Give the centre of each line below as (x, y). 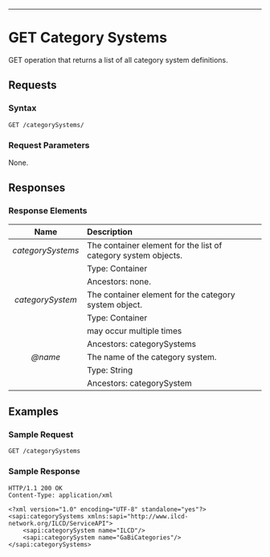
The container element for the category (161, 295)
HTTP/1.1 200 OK (35, 488)
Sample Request (41, 434)
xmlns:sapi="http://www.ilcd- (138, 516)
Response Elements (48, 211)
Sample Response (44, 472)
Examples (33, 412)
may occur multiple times (135, 331)
